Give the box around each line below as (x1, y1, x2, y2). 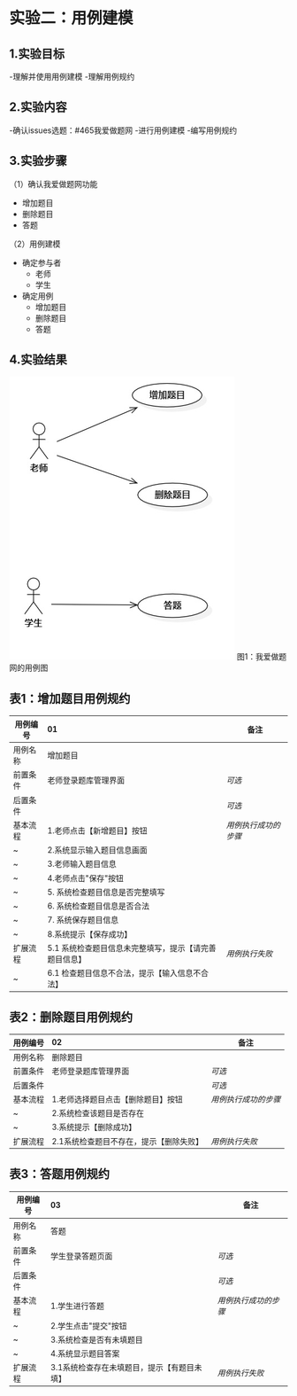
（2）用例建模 (9, 238, 61, 249)
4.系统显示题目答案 (49, 1348, 120, 1359)
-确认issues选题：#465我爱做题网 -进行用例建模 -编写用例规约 (9, 125, 238, 136)
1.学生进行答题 (49, 1300, 104, 1312)
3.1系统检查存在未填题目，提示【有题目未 (49, 1362, 202, 1373)
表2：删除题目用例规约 (9, 1010, 133, 1025)
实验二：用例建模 (9, 8, 134, 28)
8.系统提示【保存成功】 (47, 928, 133, 940)
